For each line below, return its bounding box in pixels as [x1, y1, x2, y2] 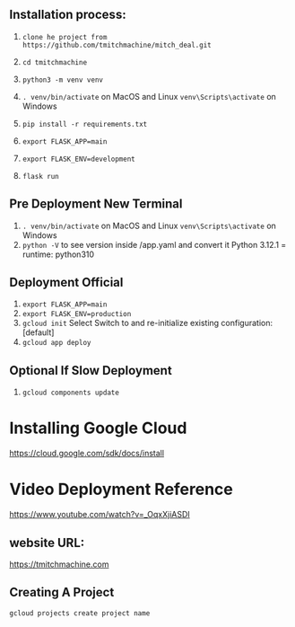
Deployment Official [9, 275, 124, 290]
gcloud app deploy [22, 339, 91, 348]
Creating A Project [9, 585, 115, 600]
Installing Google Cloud [9, 418, 187, 438]
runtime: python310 [22, 249, 95, 260]
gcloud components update [22, 388, 119, 398]
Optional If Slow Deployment [9, 363, 172, 378]
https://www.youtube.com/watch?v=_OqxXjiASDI [9, 509, 190, 520]
